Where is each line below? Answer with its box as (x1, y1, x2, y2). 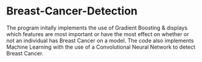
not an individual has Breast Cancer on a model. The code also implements (6, 37, 194, 44)
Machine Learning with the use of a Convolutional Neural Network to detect (6, 43, 196, 51)
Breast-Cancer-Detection (6, 4, 138, 18)
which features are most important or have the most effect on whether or (6, 30, 190, 37)
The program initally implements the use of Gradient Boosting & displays (6, 24, 187, 31)
